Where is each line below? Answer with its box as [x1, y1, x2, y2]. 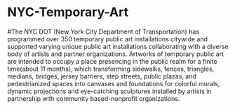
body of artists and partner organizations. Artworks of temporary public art [7, 50, 224, 58]
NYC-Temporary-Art [7, 4, 128, 20]
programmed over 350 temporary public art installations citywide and [7, 34, 208, 43]
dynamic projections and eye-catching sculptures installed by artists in [7, 87, 212, 95]
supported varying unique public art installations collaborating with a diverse [7, 42, 229, 50]
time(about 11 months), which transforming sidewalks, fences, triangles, [7, 64, 215, 73]
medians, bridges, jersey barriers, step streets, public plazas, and [7, 71, 196, 81]
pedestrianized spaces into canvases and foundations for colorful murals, [7, 79, 220, 88]
